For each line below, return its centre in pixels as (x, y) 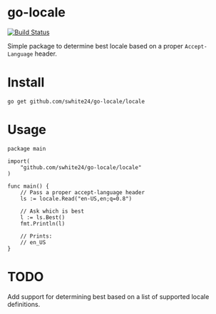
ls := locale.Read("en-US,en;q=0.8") (76, 198)
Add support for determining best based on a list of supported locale (108, 296)
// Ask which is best (52, 211)
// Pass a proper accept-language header (82, 192)
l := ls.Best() (43, 217)
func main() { (29, 186)
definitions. (24, 304)
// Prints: (36, 236)
